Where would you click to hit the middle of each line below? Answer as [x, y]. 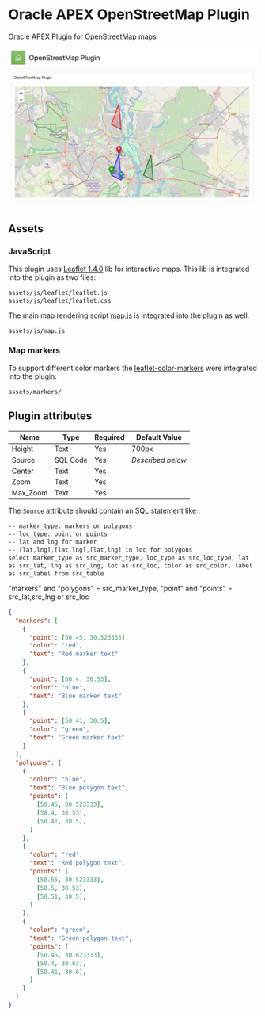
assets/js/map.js [37, 330]
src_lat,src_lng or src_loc [49, 597]
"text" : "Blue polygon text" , [79, 788]
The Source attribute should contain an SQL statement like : [104, 510]
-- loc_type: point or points [58, 534]
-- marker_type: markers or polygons [70, 526]
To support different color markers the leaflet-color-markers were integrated [132, 368]
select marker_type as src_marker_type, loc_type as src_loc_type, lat [129, 558]
